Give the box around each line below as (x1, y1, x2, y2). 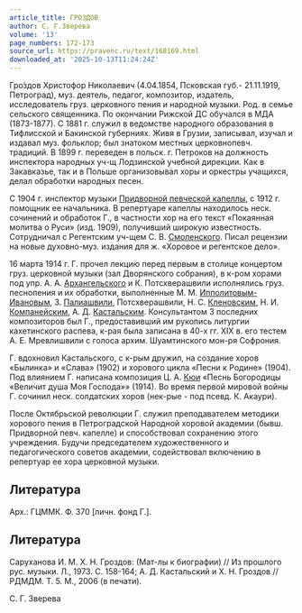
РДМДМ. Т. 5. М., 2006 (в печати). (9, 575, 142, 586)
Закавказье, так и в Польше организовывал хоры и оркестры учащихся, (9, 166, 288, 177)
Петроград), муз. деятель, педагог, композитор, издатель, (9, 89, 234, 100)
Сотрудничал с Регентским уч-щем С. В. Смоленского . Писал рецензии (9, 232, 288, 242)
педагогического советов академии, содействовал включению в (9, 447, 261, 457)
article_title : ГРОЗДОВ (9, 13, 99, 23)
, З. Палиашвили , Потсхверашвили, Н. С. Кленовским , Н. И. (49, 297, 279, 307)
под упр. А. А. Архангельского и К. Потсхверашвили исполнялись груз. (9, 278, 285, 288)
